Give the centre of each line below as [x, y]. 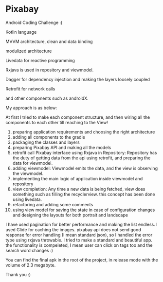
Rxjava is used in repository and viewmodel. [50, 70]
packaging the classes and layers [46, 142]
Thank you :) [18, 274]
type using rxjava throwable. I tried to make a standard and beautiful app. [79, 240]
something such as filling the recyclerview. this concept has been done [84, 194]
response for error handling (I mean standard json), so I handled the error [79, 235]
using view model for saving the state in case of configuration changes [84, 210]
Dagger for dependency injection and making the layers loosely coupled [78, 79]
